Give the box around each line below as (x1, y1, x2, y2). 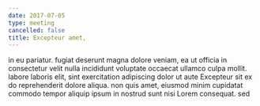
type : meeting (8, 19, 55, 27)
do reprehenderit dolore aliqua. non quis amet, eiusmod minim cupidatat (8, 81, 243, 90)
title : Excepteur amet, (8, 33, 87, 42)
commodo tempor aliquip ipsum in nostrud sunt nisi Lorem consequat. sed (8, 89, 251, 99)
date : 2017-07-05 (8, 11, 66, 20)
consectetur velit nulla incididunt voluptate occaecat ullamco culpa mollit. (8, 64, 247, 74)
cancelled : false (8, 26, 66, 34)
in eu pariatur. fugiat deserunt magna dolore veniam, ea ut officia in (8, 55, 228, 65)
